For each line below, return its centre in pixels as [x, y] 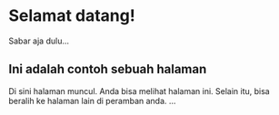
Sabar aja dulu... [39, 41]
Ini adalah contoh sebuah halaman [108, 69]
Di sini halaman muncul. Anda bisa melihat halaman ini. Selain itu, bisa [139, 91]
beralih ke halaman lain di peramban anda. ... [92, 101]
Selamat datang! [72, 16]
